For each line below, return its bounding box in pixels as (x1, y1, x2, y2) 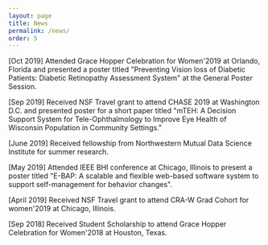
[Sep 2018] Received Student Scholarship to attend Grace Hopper (8, 219, 227, 229)
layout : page (8, 11, 52, 20)
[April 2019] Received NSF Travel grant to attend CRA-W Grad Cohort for (8, 195, 249, 205)
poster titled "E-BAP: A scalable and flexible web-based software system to (8, 171, 259, 181)
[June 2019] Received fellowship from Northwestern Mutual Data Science (8, 138, 252, 149)
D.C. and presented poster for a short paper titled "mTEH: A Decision (8, 106, 237, 116)
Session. (8, 82, 38, 92)
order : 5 (8, 34, 38, 43)
